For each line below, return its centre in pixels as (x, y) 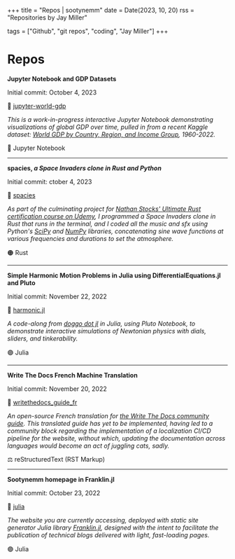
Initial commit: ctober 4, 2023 (50, 181)
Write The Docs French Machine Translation (72, 375)
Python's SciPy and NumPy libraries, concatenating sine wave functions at (115, 231)
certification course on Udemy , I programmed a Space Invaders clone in (112, 216)
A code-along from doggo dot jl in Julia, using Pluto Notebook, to (101, 323)
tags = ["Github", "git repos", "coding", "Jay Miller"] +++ (88, 31)
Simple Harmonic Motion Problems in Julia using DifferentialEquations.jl (114, 275)
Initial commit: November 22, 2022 (57, 296)
